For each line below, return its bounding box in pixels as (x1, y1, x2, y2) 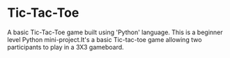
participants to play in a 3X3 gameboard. (7, 43, 124, 51)
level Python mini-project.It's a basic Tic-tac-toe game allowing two (7, 35, 202, 43)
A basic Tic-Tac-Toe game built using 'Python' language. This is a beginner (7, 28, 223, 36)
